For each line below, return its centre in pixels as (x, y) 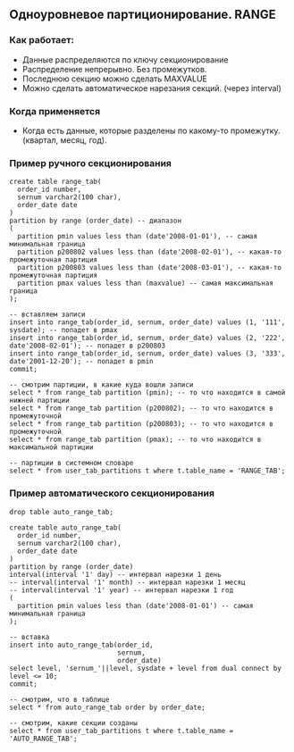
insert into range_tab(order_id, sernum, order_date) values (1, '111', (147, 322)
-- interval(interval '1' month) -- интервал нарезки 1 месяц (127, 582)
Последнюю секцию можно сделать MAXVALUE (114, 79)
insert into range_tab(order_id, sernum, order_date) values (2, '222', (147, 338)
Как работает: (42, 40)
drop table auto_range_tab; (62, 512)
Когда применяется (55, 111)
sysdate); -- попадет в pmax (63, 330)
